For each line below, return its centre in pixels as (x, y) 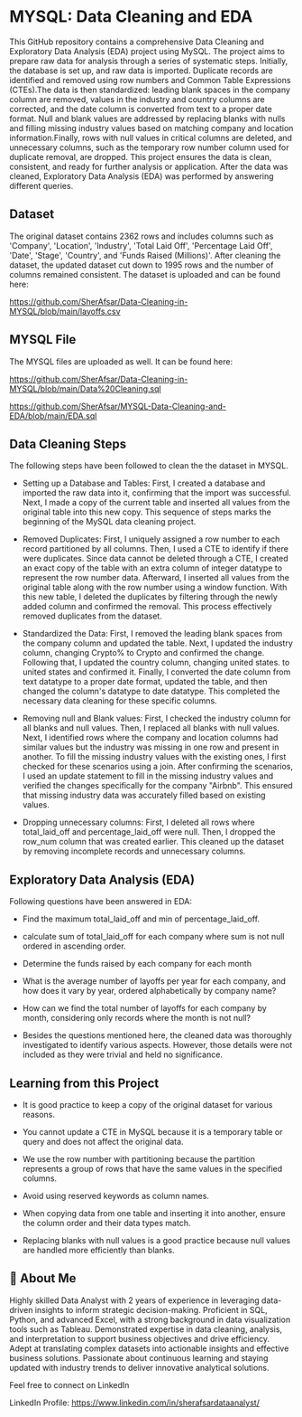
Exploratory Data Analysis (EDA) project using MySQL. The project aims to (147, 51)
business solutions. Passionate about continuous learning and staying (139, 1357)
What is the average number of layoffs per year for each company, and (154, 981)
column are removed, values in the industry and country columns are (137, 99)
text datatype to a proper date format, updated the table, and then (145, 682)
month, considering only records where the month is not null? (136, 1018)
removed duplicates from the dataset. (92, 616)
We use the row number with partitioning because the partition (138, 1159)
